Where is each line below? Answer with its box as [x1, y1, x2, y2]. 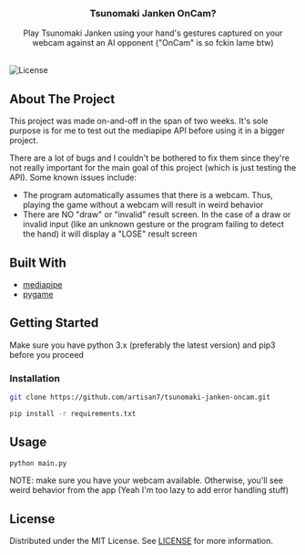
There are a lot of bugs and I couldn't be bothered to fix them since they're [9, 152, 290, 163]
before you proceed [9, 349, 85, 360]
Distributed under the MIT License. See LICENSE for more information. [9, 536, 274, 547]
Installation [9, 372, 61, 384]
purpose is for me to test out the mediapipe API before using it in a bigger [9, 125, 285, 136]
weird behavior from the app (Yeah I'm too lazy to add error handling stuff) [9, 485, 290, 496]
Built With [9, 255, 66, 270]
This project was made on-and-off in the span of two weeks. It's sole [9, 116, 269, 127]
